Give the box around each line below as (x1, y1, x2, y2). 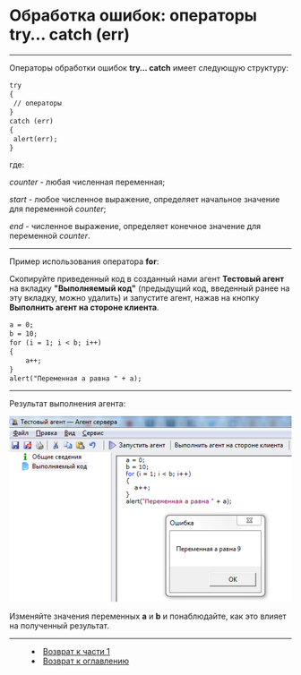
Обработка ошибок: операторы (9, 5, 258, 26)
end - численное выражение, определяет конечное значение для (9, 220, 262, 231)
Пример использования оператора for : (9, 256, 159, 267)
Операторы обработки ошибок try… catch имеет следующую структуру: (9, 62, 289, 73)
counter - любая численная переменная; (9, 176, 166, 187)
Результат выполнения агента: (9, 397, 126, 408)
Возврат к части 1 (43, 645, 110, 656)
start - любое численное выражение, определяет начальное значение (9, 193, 280, 204)
